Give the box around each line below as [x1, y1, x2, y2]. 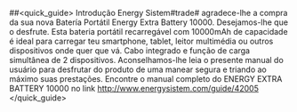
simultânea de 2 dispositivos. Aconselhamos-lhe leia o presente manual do [9, 55, 285, 65]
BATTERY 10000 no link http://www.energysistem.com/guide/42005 [9, 84, 260, 93]
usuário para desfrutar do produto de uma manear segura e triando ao [9, 64, 267, 75]
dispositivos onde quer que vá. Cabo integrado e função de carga [9, 45, 251, 56]
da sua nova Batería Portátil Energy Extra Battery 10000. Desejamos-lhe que [9, 17, 289, 28]
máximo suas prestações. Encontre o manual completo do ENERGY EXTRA [9, 74, 283, 84]
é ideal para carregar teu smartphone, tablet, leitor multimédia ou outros [9, 36, 274, 46]
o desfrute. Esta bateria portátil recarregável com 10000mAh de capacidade [9, 27, 288, 36]
